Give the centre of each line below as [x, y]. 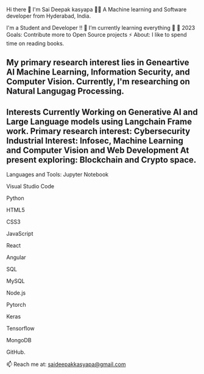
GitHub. [16, 352]
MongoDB [19, 340]
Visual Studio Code [30, 186]
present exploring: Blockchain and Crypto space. [101, 160]
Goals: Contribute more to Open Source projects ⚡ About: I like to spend [97, 35]
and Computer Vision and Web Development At [98, 150]
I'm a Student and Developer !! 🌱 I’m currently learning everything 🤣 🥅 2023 [101, 28]
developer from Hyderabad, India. [49, 16]
